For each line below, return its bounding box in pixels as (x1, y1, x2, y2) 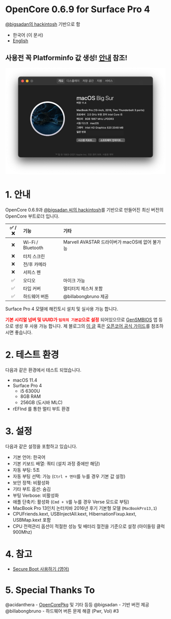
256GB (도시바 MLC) (20, 399, 63, 406)
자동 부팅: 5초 (12, 467, 40, 473)
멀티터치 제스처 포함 (63, 285, 103, 291)
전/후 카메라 (22, 261, 47, 267)
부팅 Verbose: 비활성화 (12, 492, 60, 498)
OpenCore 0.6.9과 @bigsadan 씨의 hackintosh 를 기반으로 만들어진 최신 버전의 (5, 206, 164, 212)
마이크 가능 (63, 277, 85, 283)
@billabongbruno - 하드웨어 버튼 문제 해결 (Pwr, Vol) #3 (5, 608, 119, 614)
